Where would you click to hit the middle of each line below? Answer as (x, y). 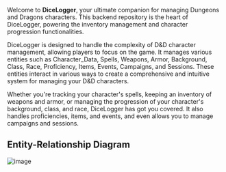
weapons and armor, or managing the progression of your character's (105, 101)
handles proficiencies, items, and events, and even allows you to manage (110, 116)
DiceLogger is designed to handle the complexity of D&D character (102, 45)
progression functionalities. (46, 31)
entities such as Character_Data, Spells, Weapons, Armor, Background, (107, 59)
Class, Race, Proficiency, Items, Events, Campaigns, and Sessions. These (111, 67)
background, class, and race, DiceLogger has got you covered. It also (105, 109)
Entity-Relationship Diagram (68, 145)
